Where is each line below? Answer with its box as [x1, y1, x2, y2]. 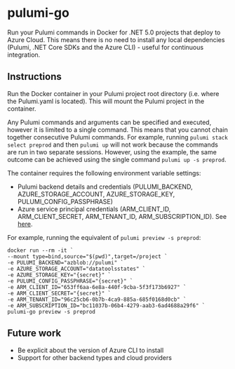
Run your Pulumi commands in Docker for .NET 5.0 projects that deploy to [7, 28, 221, 36]
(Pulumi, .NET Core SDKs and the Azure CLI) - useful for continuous [7, 43, 204, 51]
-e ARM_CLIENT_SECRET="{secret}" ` [7, 290, 112, 297]
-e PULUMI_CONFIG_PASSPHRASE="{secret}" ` [7, 277, 133, 285]
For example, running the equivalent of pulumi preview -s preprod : [7, 233, 201, 241]
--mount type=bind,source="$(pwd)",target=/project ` [7, 253, 168, 260]
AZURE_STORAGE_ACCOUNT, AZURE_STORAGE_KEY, [17, 189, 175, 198]
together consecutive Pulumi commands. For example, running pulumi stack [7, 133, 228, 141]
